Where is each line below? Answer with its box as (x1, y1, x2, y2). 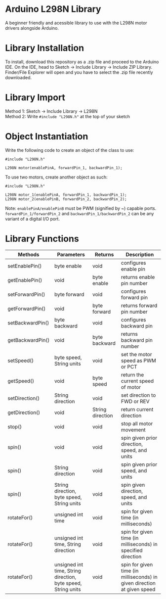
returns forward (121, 302, 158, 309)
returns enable (121, 274, 155, 280)
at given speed (121, 586, 156, 593)
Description (125, 251, 154, 258)
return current (121, 406, 154, 413)
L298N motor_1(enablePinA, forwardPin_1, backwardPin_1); (5, 192, 127, 197)
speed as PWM (121, 357, 157, 364)
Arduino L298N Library (5, 3, 101, 15)
